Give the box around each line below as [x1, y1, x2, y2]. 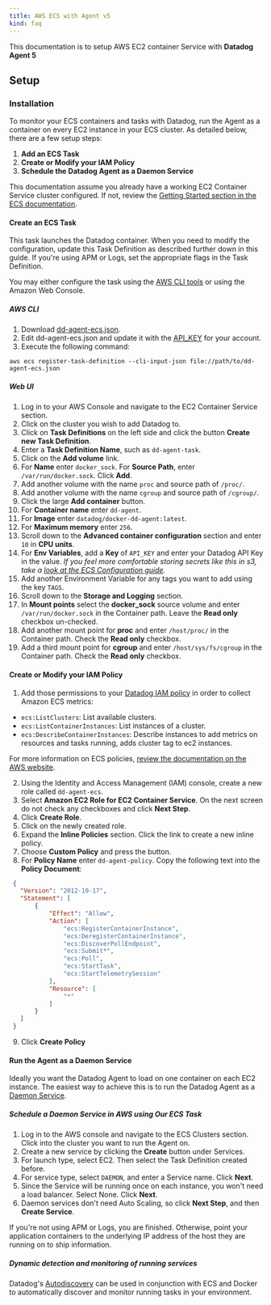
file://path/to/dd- [189, 358, 255, 366]
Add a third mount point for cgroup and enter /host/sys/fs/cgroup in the [20, 642, 263, 652]
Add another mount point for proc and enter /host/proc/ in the [20, 625, 229, 635]
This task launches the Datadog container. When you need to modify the [9, 235, 250, 245]
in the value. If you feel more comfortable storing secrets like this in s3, [20, 557, 257, 566]
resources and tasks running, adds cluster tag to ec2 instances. [20, 738, 233, 748]
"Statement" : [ [19, 895, 71, 903]
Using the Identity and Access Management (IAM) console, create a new [20, 777, 263, 787]
